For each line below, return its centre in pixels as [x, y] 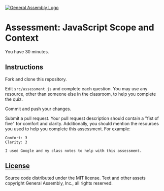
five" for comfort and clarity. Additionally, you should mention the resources [82, 123]
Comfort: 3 [16, 138]
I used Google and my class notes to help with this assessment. [73, 151]
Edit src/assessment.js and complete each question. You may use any [76, 88]
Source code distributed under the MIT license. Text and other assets [76, 178]
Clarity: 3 [16, 142]
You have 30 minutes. [27, 51]
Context [22, 38]
